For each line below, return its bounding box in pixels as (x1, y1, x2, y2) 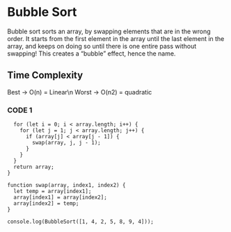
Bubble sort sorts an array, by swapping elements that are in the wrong (7, 27, 211, 35)
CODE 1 (7, 105, 33, 115)
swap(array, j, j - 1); (32, 140, 101, 147)
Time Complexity (7, 69, 83, 81)
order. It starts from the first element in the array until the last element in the (7, 34, 225, 42)
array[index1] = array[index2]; (13, 194, 108, 201)
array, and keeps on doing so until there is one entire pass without (7, 42, 197, 50)
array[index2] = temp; (13, 200, 79, 207)
